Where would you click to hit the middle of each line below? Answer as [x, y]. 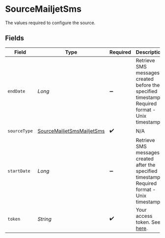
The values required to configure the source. [50, 23]
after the [146, 165]
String [44, 219]
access [144, 216]
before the [148, 85]
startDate [19, 171]
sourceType [20, 131]
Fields [15, 38]
